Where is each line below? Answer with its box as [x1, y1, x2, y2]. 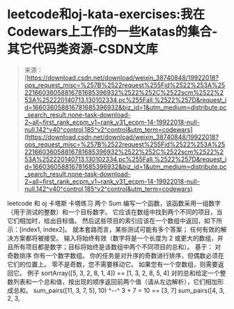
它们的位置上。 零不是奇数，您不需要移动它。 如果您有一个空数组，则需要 [7, 259, 218, 269]
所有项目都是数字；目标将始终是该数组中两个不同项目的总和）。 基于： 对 [13, 242, 221, 251]
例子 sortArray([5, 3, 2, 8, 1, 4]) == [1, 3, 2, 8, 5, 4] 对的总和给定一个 [26, 269, 221, 277]
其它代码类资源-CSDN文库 [7, 41, 158, 57]
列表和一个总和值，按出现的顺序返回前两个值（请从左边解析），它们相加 [13, 277, 218, 286]
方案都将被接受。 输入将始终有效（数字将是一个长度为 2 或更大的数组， [13, 234, 218, 242]
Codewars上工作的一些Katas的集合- [7, 24, 218, 40]
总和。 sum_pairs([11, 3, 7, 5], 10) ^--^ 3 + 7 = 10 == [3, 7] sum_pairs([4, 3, [13, 286, 225, 294]
